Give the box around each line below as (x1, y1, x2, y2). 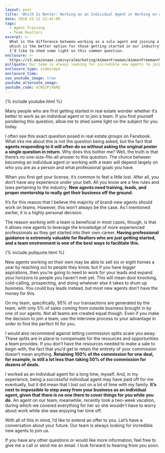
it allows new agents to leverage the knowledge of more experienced (5, 224, 145, 230)
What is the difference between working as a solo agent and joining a (9, 39, 160, 44)
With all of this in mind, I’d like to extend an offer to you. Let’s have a (5, 417, 143, 423)
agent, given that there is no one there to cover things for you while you (5, 392, 154, 398)
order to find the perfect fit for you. (5, 320, 76, 327)
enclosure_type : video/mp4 (5, 67, 60, 72)
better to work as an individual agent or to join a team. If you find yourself (5, 113, 154, 119)
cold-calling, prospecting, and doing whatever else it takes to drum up (5, 280, 147, 285)
